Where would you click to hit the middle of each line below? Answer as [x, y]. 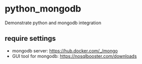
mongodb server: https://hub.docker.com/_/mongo [65, 50]
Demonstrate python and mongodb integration [53, 23]
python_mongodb [43, 9]
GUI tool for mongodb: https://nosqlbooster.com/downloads [74, 56]
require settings [30, 39]
